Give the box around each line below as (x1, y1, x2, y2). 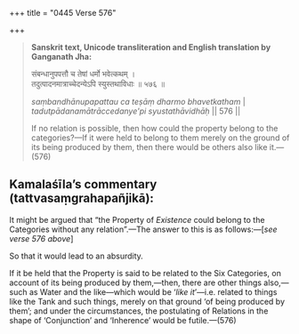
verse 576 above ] (9, 233, 74, 243)
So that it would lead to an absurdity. (9, 250, 144, 261)
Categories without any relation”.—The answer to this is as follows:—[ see (9, 224, 278, 235)
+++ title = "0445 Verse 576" (9, 8, 117, 18)
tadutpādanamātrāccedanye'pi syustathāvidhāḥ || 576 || (30, 106, 241, 116)
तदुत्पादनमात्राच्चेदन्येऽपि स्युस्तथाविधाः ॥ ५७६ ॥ (30, 79, 166, 89)
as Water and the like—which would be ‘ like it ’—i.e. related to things (28, 286, 278, 297)
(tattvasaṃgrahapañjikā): (9, 191, 154, 206)
